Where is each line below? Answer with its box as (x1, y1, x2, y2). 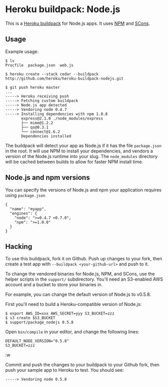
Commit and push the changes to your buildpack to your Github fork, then (5, 362, 160, 368)
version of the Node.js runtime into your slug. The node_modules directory (5, 153, 158, 159)
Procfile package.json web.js (5, 62, 74, 68)
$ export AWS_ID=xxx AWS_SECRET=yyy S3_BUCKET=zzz (5, 311, 115, 316)
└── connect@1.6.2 (21, 129, 60, 134)
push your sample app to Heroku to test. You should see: (5, 367, 124, 373)
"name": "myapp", (10, 206, 47, 211)
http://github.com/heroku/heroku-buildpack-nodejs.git (5, 76, 124, 81)
